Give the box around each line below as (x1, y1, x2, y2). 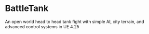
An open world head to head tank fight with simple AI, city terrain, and (5, 19, 144, 24)
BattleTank (5, 3, 49, 14)
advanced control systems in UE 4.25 (5, 23, 80, 29)
